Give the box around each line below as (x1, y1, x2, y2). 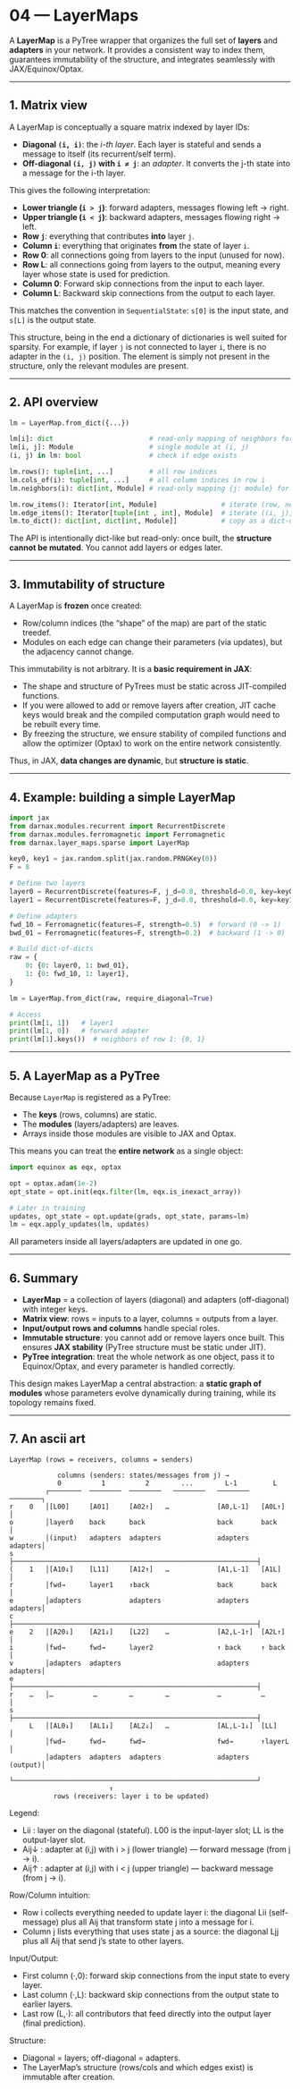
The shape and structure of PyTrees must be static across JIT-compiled (21, 681, 287, 692)
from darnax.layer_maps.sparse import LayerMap (9, 838, 190, 847)
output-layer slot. (21, 1834, 87, 1845)
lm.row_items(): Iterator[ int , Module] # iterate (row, (9, 500, 281, 509)
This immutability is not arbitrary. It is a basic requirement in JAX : (9, 664, 253, 675)
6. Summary (9, 1270, 79, 1286)
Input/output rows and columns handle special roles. (21, 1323, 221, 1334)
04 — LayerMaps (9, 5, 139, 26)
